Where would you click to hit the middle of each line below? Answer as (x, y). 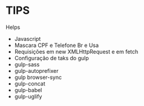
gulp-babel (28, 90)
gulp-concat (30, 83)
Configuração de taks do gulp (51, 58)
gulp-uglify (28, 96)
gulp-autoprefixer (36, 70)
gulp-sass (27, 64)
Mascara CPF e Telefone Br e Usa (57, 45)
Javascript (28, 39)
